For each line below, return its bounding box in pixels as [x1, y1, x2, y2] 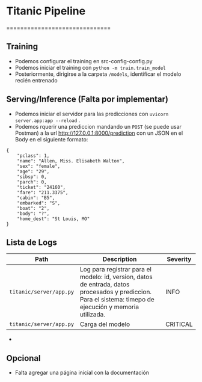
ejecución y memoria [79, 303, 139, 311]
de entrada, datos [79, 280, 130, 289]
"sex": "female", [17, 163, 61, 169]
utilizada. [79, 310, 106, 319]
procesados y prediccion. [79, 288, 152, 296]
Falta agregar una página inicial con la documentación [14, 369, 149, 377]
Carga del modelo [79, 320, 130, 328]
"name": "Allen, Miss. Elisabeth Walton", [17, 158, 125, 164]
